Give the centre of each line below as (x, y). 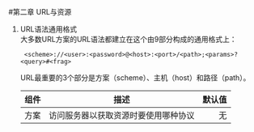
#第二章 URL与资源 (40, 12)
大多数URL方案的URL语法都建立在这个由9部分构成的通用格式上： (128, 39)
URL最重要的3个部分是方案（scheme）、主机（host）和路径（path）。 (135, 78)
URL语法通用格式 (49, 29)
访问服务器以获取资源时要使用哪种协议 (121, 115)
